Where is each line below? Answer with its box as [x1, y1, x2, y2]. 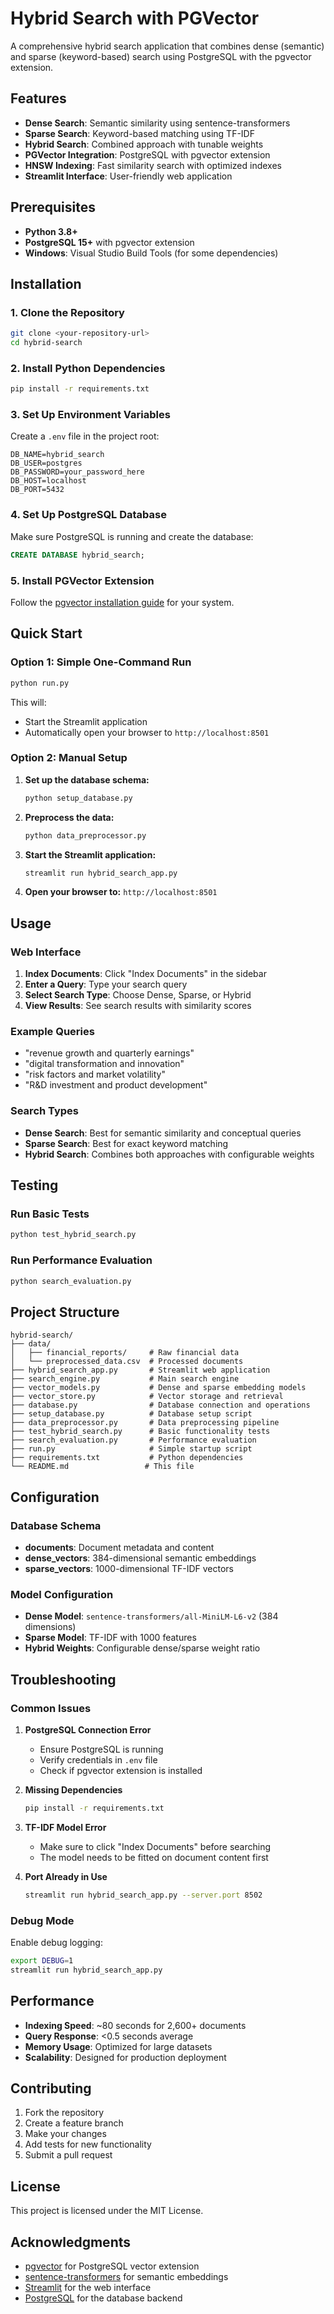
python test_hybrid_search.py [10, 1230, 137, 1240]
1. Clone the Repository [10, 305, 125, 319]
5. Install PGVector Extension [10, 573, 155, 587]
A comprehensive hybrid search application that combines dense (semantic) [10, 40, 325, 52]
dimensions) [24, 1621, 77, 1633]
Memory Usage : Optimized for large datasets [24, 2040, 213, 2052]
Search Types [10, 1104, 80, 1118]
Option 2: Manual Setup [10, 751, 128, 765]
